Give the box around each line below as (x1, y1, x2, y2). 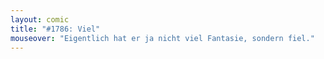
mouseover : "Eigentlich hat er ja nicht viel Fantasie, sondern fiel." (10, 33, 315, 43)
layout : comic (10, 14, 70, 25)
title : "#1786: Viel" (10, 24, 101, 34)
